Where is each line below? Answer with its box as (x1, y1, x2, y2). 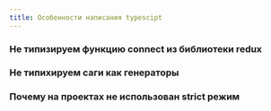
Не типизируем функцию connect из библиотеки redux (9, 42, 263, 55)
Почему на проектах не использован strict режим (9, 90, 240, 103)
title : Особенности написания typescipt (9, 13, 163, 22)
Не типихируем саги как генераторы (9, 66, 179, 79)
